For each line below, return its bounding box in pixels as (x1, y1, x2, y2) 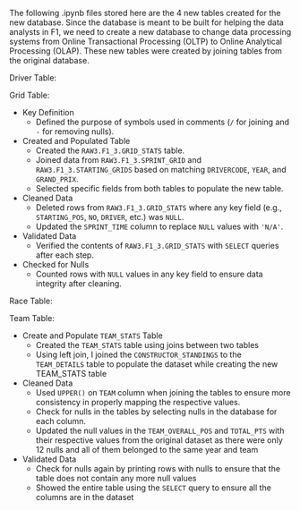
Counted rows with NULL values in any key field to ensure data (35, 268, 263, 279)
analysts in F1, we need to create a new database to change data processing (9, 27, 292, 37)
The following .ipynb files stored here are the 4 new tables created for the (9, 8, 281, 18)
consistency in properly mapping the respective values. (35, 397, 241, 407)
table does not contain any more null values (35, 473, 197, 483)
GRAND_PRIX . (35, 174, 79, 184)
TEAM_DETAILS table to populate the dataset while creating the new (35, 359, 279, 370)
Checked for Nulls (21, 259, 90, 269)
